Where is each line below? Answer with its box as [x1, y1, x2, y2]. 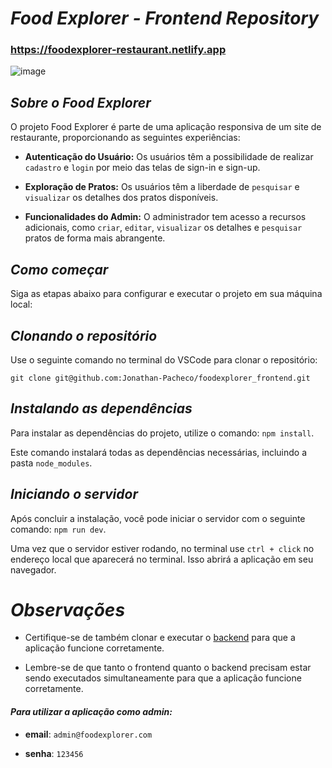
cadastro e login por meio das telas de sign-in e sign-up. [24, 162, 261, 174]
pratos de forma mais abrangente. [24, 232, 166, 244]
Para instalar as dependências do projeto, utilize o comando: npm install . [10, 427, 315, 439]
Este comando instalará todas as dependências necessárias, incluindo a [10, 446, 308, 458]
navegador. [10, 563, 57, 576]
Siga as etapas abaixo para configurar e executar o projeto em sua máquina [10, 288, 323, 300]
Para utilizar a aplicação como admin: [10, 706, 173, 718]
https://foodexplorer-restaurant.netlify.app [10, 43, 227, 57]
